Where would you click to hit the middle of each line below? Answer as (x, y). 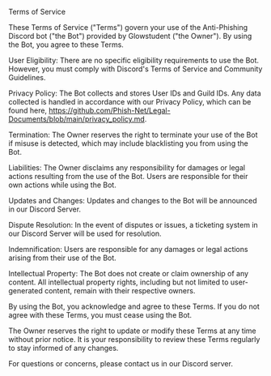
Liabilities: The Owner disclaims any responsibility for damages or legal (127, 168)
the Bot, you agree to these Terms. (66, 45)
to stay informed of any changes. (64, 348)
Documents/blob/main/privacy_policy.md (77, 119)
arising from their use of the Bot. (63, 258)
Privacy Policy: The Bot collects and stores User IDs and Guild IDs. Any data (135, 93)
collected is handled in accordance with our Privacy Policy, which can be (130, 102)
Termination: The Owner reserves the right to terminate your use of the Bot (133, 135)
